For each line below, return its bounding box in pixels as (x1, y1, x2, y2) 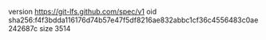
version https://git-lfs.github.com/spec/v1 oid (8, 7, 157, 16)
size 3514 (39, 24, 71, 33)
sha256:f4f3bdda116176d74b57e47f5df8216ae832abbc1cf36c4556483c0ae (8, 15, 259, 25)
